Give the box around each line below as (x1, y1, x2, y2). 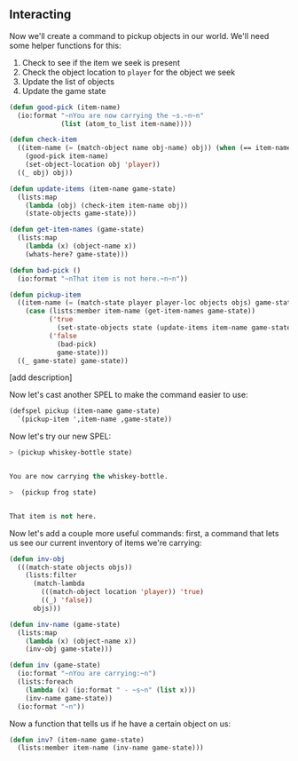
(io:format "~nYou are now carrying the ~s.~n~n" (17, 111, 204, 120)
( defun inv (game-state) (9, 661, 101, 670)
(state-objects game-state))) (25, 209, 137, 218)
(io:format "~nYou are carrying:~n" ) (17, 670, 157, 678)
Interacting (9, 7, 72, 22)
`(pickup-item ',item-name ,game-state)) (17, 415, 173, 424)
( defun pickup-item (9, 290, 82, 299)
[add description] (9, 372, 73, 383)
